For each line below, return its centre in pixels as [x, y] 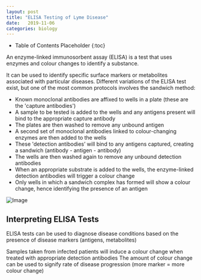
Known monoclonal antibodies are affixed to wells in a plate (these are [102, 100]
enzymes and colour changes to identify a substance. [73, 64]
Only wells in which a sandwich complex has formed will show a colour [103, 182]
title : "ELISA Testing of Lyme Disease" [58, 17]
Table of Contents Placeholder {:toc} [60, 46]
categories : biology [32, 28]
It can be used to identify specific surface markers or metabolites [87, 75]
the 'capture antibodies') [45, 106]
